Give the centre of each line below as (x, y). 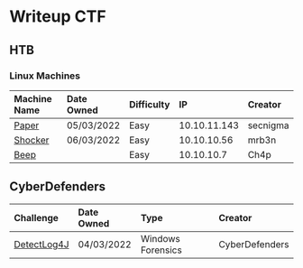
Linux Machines (45, 76)
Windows (161, 238)
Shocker (32, 140)
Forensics (161, 250)
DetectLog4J (41, 244)
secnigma (268, 125)
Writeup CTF (58, 17)
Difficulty (150, 104)
